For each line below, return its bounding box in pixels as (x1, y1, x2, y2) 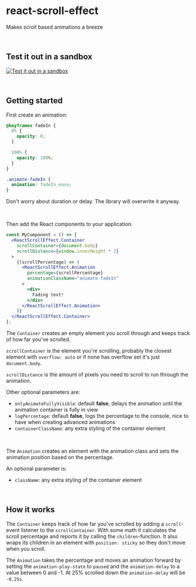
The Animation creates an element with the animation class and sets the (6, 448, 179, 455)
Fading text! (32, 292, 64, 298)
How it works (6, 505, 55, 515)
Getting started (6, 95, 63, 106)
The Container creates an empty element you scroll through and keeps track (6, 330, 190, 337)
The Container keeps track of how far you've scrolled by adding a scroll (6, 520, 181, 527)
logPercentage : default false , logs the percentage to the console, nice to (14, 412, 189, 419)
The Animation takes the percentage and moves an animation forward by (6, 557, 181, 564)
